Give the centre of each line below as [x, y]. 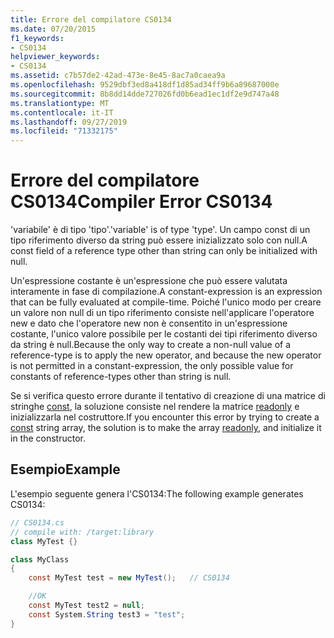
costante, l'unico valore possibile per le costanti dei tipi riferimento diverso [164, 334]
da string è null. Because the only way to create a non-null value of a [151, 345]
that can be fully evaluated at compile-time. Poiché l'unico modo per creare [166, 302]
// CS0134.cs [37, 522]
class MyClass [40, 559]
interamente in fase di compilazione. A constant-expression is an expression [166, 292]
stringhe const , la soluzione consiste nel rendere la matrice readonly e [155, 407]
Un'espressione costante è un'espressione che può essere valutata [149, 281]
